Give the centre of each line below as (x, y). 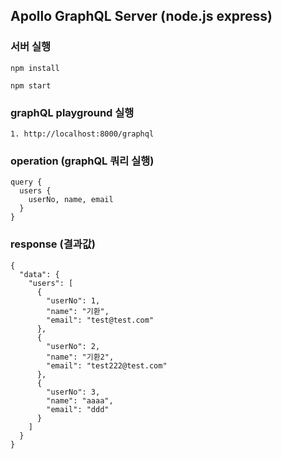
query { (26, 182)
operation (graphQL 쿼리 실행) (82, 161)
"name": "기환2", (80, 357)
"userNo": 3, (73, 392)
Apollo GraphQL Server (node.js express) (141, 16)
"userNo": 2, (73, 346)
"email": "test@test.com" (100, 320)
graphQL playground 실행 (72, 112)
